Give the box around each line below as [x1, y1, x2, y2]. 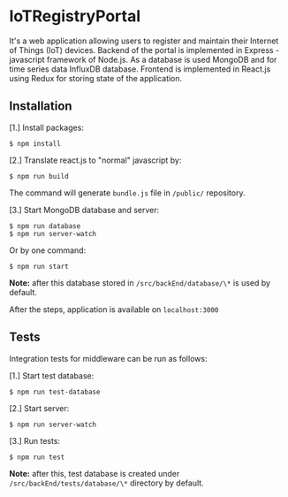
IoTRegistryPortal [9, 6, 141, 27]
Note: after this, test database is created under [9, 468, 180, 478]
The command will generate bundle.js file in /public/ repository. [9, 187, 246, 198]
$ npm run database [9, 221, 81, 231]
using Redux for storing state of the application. [9, 73, 183, 83]
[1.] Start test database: [9, 370, 95, 381]
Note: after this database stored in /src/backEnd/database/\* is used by [9, 277, 271, 288]
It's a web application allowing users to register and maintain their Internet [9, 35, 279, 46]
